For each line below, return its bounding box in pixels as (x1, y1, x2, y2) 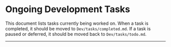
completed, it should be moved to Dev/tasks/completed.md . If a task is (5, 25, 151, 31)
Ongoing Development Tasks (5, 4, 131, 15)
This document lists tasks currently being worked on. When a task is (5, 20, 149, 26)
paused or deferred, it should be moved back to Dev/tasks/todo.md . (5, 31, 147, 37)
